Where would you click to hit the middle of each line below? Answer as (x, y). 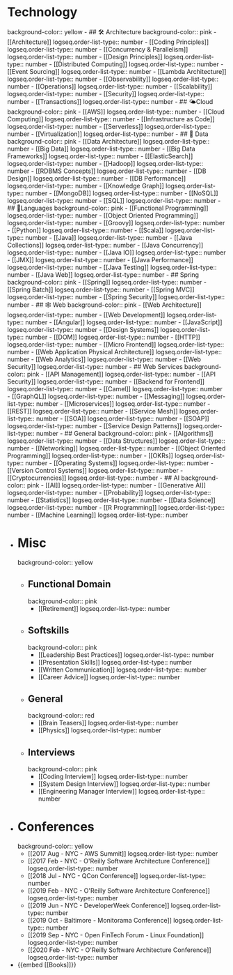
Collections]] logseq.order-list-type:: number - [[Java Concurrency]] (105, 245)
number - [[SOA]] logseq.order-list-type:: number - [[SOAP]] (123, 418)
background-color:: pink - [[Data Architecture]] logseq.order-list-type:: (109, 141)
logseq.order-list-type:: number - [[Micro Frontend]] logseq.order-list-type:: (116, 344)
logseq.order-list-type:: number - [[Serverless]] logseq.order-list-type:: (109, 126)
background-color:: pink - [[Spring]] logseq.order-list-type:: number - (107, 282)
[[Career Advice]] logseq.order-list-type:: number (109, 677)
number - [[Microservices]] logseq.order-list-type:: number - (123, 403)
